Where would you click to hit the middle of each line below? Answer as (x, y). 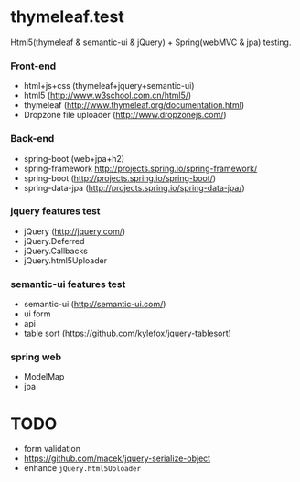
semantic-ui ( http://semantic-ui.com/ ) (95, 305)
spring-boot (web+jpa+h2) (74, 158)
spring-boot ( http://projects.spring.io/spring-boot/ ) (120, 178)
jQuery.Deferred (54, 241)
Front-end (33, 66)
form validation (52, 449)
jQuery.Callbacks (56, 251)
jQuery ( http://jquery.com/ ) (75, 231)
